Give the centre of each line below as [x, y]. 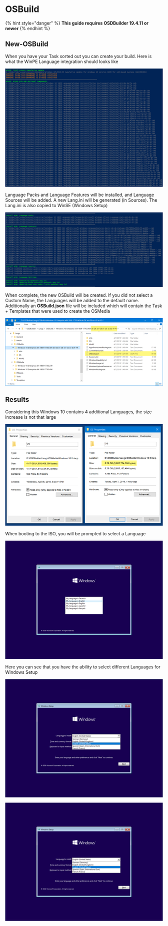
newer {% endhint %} [28, 28]
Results [17, 399]
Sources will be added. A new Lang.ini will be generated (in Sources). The [81, 200]
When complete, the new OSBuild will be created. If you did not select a [79, 295]
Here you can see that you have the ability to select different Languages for [83, 667]
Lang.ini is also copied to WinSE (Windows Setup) [56, 205]
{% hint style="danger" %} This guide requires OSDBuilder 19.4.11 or [77, 23]
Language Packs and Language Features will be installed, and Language [80, 195]
